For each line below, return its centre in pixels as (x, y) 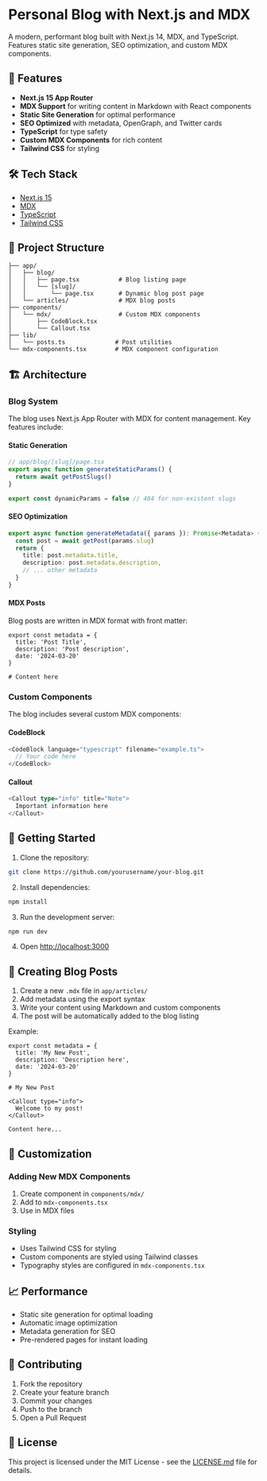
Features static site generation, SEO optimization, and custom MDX (118, 44)
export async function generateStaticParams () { (90, 470)
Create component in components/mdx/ (82, 1193)
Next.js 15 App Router (56, 98)
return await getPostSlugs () (64, 477)
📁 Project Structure (56, 247)
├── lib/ (23, 335)
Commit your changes (56, 1401)
